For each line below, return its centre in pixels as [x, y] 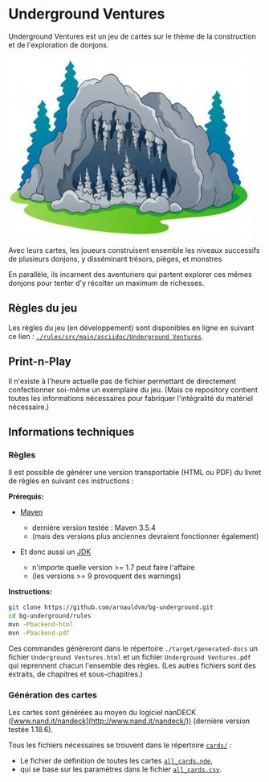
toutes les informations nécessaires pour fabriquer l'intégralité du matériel [131, 398]
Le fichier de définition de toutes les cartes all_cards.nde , [116, 761]
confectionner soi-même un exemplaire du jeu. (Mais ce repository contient [133, 389]
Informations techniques [71, 432]
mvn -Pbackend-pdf [39, 633]
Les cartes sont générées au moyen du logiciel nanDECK [102, 713]
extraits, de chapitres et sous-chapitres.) [75, 674]
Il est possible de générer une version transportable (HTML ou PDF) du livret [135, 473]
